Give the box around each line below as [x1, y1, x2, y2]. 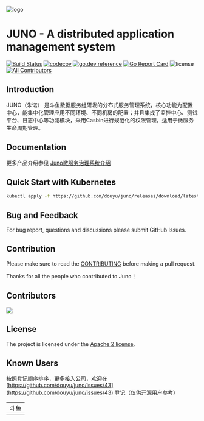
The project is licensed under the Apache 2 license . [6, 340, 135, 347]
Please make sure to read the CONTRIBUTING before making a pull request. [6, 260, 196, 267]
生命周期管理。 [6, 124, 44, 131]
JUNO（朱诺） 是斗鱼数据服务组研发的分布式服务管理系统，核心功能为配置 [6, 101, 193, 108]
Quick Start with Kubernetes [6, 177, 117, 187]
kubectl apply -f [6, 193, 50, 199]
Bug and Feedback [6, 210, 78, 221]
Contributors [6, 291, 56, 301]
